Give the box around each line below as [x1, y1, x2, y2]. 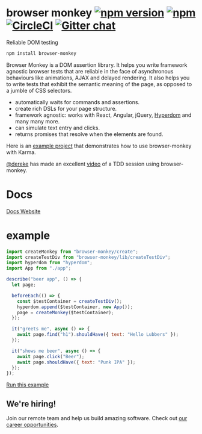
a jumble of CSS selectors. [6, 87, 72, 94]
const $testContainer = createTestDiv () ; [17, 298, 122, 304]
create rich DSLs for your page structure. [14, 105, 117, 112]
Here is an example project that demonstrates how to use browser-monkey [6, 142, 192, 149]
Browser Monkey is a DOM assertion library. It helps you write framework [6, 61, 188, 69]
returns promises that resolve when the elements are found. [14, 130, 164, 138]
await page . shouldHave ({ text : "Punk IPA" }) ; [17, 359, 136, 365]
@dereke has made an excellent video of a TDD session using [6, 160, 160, 167]
